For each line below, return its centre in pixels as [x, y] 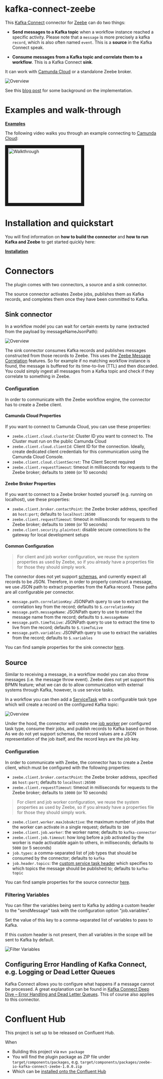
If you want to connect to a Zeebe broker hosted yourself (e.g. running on [79, 494]
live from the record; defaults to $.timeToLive [57, 628]
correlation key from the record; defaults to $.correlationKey [73, 607]
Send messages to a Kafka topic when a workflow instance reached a [83, 32]
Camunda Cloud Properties [33, 416]
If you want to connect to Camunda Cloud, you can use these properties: [78, 427]
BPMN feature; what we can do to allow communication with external [74, 685]
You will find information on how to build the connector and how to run [77, 236]
